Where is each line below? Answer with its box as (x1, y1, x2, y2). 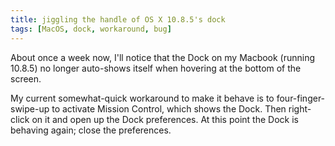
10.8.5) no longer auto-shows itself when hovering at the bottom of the (10, 62, 302, 74)
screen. (10, 72, 42, 85)
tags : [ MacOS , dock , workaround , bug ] (10, 24, 172, 34)
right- (288, 102, 312, 115)
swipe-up (10, 102, 50, 115)
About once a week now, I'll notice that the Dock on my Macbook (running (10, 51, 316, 63)
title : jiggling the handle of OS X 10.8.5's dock (10, 14, 226, 25)
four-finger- (276, 92, 326, 104)
